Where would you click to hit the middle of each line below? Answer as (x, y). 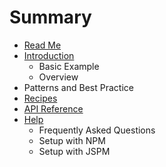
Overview (58, 77)
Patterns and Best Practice (78, 87)
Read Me (42, 45)
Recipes (40, 98)
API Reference (53, 108)
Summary (50, 17)
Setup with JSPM (74, 151)
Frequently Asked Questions (97, 130)
